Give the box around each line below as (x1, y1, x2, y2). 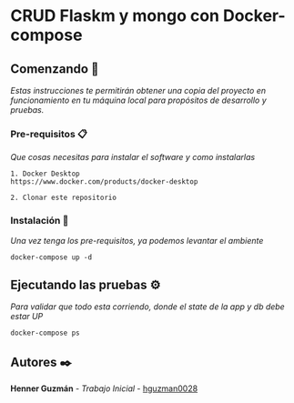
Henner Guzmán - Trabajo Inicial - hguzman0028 (10, 383, 198, 394)
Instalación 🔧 (10, 215, 69, 227)
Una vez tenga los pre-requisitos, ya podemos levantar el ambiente (10, 235, 264, 246)
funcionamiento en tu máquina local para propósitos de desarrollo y (10, 95, 267, 106)
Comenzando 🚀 (10, 61, 99, 76)
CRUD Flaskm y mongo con (10, 5, 220, 26)
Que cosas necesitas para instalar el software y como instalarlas (10, 152, 256, 163)
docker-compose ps (10, 328, 80, 338)
